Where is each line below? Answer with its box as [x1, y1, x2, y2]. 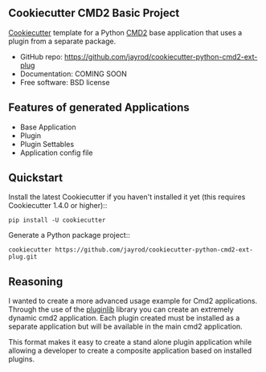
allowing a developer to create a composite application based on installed [8, 345, 252, 356]
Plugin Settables [19, 139, 75, 149]
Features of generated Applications [8, 100, 190, 115]
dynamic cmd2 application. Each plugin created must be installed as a [8, 313, 240, 323]
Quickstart [8, 171, 63, 185]
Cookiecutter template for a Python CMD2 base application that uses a [8, 27, 243, 37]
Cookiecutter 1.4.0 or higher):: [8, 201, 108, 211]
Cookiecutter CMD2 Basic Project [8, 6, 180, 20]
